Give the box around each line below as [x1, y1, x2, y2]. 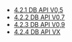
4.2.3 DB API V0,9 [13, 21, 66, 28]
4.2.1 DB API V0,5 [13, 6, 64, 14]
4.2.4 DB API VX [13, 28, 61, 36]
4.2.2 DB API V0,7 [13, 13, 65, 21]
